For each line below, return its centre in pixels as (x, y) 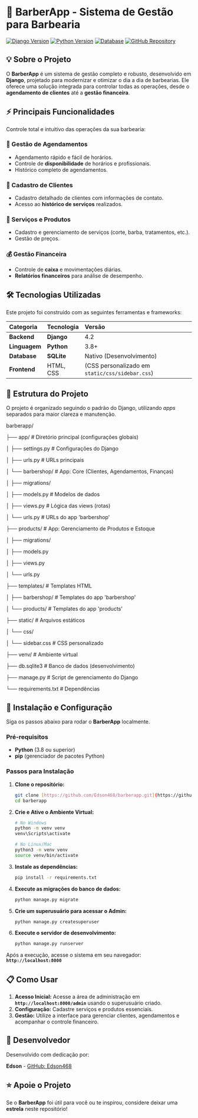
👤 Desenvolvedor (38, 1040)
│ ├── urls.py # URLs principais (45, 460)
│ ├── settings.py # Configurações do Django (62, 449)
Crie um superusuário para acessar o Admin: (70, 911)
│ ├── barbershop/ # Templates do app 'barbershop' (71, 597)
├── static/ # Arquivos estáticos (46, 620)
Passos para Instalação (40, 771)
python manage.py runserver (49, 944)
